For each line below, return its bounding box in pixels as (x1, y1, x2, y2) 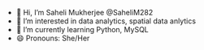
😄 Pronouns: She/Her (15, 33, 90, 43)
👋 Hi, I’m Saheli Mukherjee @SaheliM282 (15, 8, 154, 17)
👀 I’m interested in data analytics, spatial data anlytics (15, 16, 197, 26)
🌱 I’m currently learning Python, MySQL (15, 25, 149, 34)
